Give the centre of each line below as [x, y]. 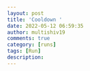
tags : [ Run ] [24, 51]
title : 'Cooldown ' [35, 20]
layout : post [26, 13]
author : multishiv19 [36, 32]
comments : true [29, 39]
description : [26, 57]
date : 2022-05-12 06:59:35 [45, 26]
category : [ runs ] [32, 45]
